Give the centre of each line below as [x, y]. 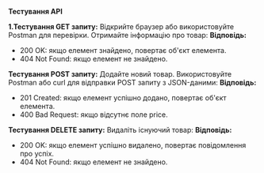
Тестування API [36, 11]
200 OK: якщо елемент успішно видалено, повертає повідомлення [133, 145]
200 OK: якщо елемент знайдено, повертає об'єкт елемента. [123, 50]
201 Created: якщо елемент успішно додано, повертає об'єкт [123, 98]
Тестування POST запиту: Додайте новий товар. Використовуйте [120, 74]
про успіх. [36, 154]
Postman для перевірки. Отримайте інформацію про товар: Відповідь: [128, 35]
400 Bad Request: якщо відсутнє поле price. [94, 115]
